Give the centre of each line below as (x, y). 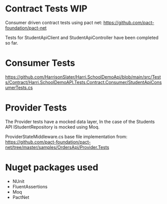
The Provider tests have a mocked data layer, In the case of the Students (80, 121)
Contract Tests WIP (46, 9)
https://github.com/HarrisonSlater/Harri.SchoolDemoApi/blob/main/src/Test (83, 77)
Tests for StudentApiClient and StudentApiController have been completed (82, 37)
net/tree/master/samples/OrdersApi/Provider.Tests (57, 147)
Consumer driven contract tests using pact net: (54, 22)
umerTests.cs (19, 87)
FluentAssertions (30, 186)
